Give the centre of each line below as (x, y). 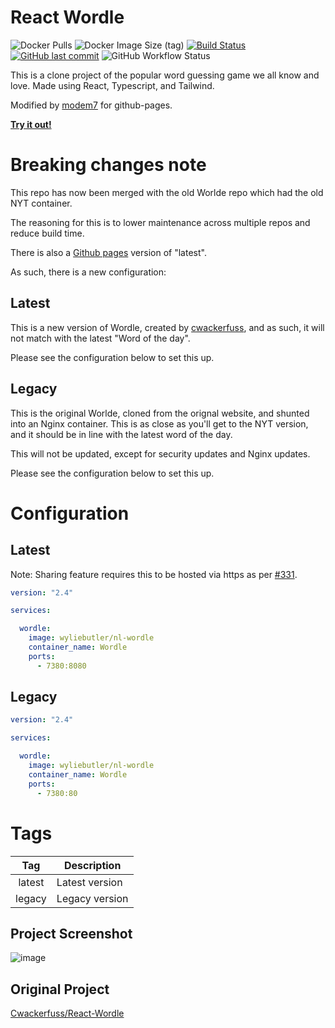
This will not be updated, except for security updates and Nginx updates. (160, 453)
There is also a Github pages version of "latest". (108, 252)
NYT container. (41, 203)
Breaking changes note (108, 165)
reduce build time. (47, 233)
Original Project (60, 989)
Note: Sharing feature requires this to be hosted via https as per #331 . (154, 574)
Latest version (89, 882)
